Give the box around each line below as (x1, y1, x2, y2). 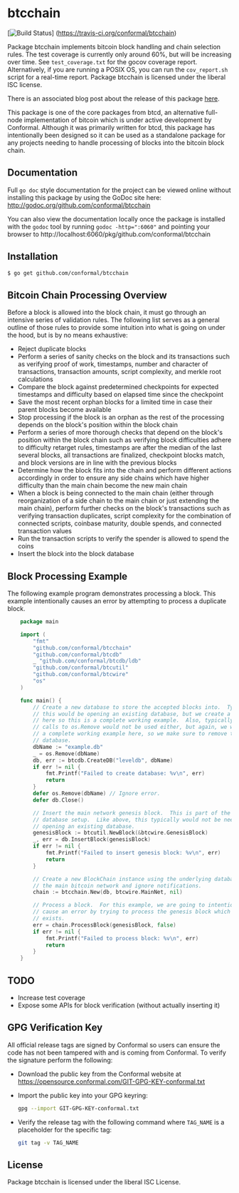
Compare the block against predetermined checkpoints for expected (17, 383, 219, 391)
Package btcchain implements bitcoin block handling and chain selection (7, 42, 221, 51)
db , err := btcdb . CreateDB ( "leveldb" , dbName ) (33, 757, 174, 764)
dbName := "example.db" (33, 743, 103, 750)
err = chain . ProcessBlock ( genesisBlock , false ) (33, 921, 176, 929)
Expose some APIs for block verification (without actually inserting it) (17, 1001, 221, 1010)
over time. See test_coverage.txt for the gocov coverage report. (7, 57, 198, 66)
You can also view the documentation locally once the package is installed (7, 214, 225, 223)
